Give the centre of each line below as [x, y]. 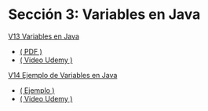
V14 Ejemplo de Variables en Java [63, 75]
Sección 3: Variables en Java [104, 15]
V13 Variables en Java [44, 36]
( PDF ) [31, 51]
